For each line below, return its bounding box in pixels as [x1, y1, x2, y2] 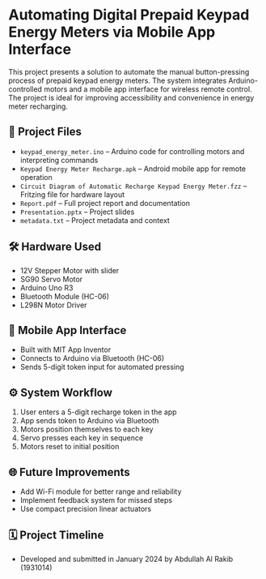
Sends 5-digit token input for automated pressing [19, 362, 184, 372]
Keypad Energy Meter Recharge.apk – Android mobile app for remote [19, 164, 247, 174]
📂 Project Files [8, 125, 82, 139]
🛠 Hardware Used [8, 240, 102, 254]
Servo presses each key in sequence [19, 433, 144, 443]
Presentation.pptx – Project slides [19, 207, 135, 217]
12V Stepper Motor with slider [19, 265, 120, 275]
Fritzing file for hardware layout [19, 189, 125, 199]
